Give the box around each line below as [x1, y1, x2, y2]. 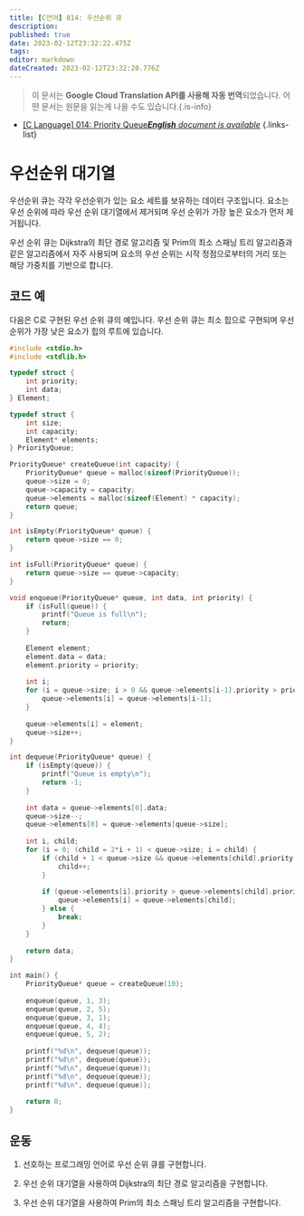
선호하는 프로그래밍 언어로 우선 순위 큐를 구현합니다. [22, 1158, 206, 1169]
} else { [42, 905, 75, 914]
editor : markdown [9, 55, 75, 64]
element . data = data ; [25, 652, 107, 661]
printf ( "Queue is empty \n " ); [42, 770, 152, 779]
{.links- [261, 119, 290, 129]
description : [9, 22, 59, 31]
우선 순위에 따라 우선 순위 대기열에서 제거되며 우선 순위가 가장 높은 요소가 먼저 [9, 206, 285, 217]
